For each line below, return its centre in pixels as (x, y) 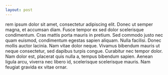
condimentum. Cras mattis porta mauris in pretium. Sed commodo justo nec (84, 35)
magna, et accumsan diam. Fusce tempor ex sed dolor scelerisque (75, 29)
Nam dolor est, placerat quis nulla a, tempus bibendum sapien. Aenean (79, 56)
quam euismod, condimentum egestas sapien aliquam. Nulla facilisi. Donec (83, 40)
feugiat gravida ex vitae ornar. (36, 67)
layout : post (19, 10)
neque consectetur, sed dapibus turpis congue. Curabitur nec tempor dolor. (84, 51)
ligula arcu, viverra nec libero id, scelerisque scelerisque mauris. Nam (78, 61)
